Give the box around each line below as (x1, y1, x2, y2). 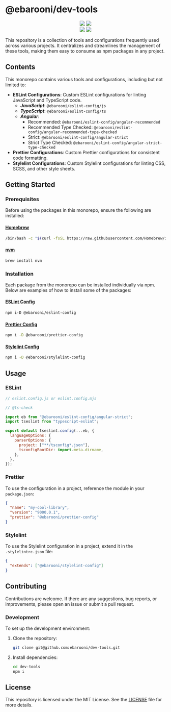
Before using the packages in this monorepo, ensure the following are (5, 207, 152, 213)
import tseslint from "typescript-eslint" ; (5, 419, 99, 424)
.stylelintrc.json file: (5, 549, 53, 555)
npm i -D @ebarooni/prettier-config (5, 333, 83, 338)
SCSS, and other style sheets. (12, 165, 75, 171)
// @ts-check (5, 405, 33, 410)
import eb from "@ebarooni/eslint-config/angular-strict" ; (5, 414, 133, 420)
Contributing (5, 582, 47, 591)
